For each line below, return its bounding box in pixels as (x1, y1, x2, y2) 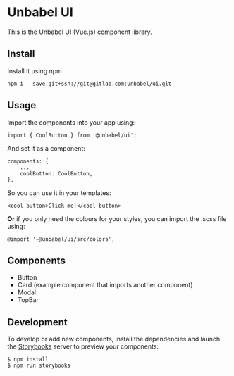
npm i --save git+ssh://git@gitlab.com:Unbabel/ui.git (7, 80, 172, 87)
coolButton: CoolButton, (20, 170, 93, 177)
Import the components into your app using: (7, 118, 135, 127)
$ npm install (7, 356, 49, 363)
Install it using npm (7, 66, 62, 75)
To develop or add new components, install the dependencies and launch (7, 335, 221, 344)
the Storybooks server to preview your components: (7, 342, 159, 351)
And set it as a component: (7, 144, 86, 152)
